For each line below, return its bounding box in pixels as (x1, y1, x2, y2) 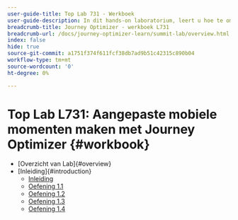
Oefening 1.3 (28, 197, 65, 206)
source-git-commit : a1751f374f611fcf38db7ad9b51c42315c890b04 (7, 50, 195, 57)
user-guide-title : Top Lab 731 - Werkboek (7, 10, 135, 18)
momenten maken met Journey (7, 121, 195, 137)
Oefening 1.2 (28, 190, 66, 198)
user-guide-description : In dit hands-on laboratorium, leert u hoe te (7, 17, 223, 24)
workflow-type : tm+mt (7, 57, 72, 64)
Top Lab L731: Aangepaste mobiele (7, 106, 217, 122)
